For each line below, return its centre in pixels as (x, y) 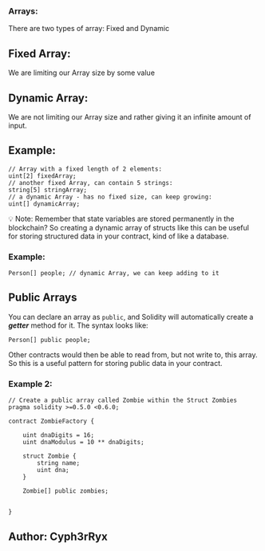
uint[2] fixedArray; (43, 176)
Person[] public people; (49, 340)
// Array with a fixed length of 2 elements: (85, 169)
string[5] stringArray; (48, 190)
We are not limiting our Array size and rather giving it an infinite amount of (130, 116)
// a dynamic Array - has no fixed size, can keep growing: (111, 197)
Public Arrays (43, 298)
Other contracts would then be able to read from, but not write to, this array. (133, 354)
